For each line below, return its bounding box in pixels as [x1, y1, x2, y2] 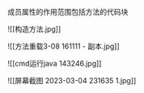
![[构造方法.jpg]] [7, 24, 61, 34]
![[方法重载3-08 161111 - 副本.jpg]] [7, 41, 121, 51]
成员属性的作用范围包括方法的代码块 [7, 7, 129, 16]
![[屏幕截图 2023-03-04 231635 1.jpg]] [7, 76, 137, 85]
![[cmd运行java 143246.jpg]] [7, 59, 102, 68]
